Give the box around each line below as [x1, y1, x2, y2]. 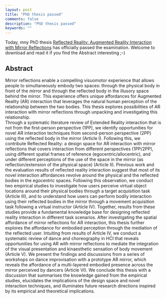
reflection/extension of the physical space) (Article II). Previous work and [5, 162, 155, 168]
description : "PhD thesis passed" [5, 21, 77, 26]
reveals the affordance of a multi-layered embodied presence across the [5, 261, 153, 268]
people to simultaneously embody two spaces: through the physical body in [5, 82, 160, 88]
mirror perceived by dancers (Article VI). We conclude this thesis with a [5, 267, 151, 273]
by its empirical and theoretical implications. [5, 288, 95, 294]
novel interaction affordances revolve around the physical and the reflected [5, 172, 159, 178]
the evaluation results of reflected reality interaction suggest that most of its [5, 167, 160, 173]
